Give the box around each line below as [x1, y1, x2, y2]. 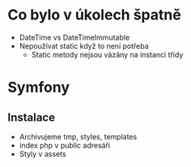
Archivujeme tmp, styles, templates [19, 131, 138, 141]
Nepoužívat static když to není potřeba [19, 41, 149, 50]
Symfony [7, 79, 70, 96]
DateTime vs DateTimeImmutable [19, 32, 130, 42]
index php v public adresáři [19, 140, 111, 150]
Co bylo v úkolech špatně [7, 6, 181, 24]
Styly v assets [19, 148, 66, 159]
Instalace [7, 110, 56, 124]
